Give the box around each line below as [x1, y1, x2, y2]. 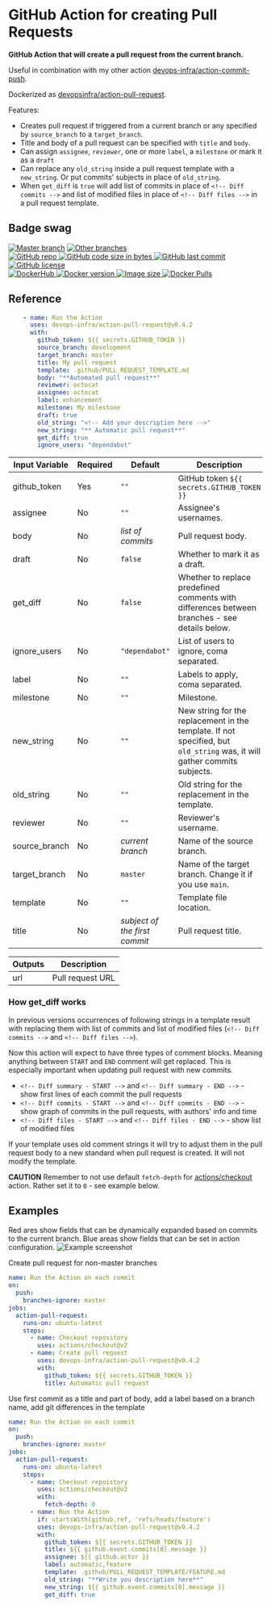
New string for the [177, 705, 247, 717]
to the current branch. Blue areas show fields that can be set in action [8, 1234, 240, 1243]
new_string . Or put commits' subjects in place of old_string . [19, 172, 222, 182]
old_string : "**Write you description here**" [44, 1575, 204, 1584]
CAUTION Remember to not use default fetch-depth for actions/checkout [8, 1172, 252, 1181]
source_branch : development [37, 343, 131, 352]
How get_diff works [8, 996, 86, 1008]
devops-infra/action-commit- [152, 65, 250, 74]
